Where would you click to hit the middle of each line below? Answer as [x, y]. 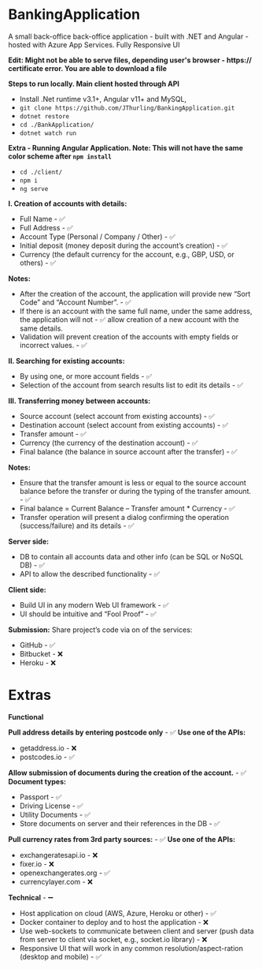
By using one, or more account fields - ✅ [86, 376]
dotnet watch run [48, 133]
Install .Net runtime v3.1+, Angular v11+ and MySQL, [103, 99]
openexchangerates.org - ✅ [65, 873]
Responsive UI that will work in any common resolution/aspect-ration [131, 948]
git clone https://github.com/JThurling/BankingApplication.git [127, 108]
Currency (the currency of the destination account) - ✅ [109, 443]
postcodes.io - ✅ [47, 757]
